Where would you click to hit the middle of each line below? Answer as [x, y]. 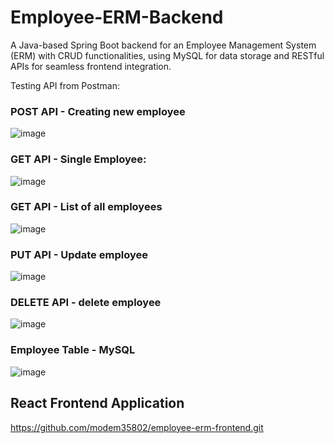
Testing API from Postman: [65, 85]
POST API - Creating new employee [98, 111]
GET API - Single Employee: [78, 159]
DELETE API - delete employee [86, 303]
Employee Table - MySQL [73, 350]
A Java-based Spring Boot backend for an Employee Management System [163, 45]
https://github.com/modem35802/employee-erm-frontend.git [137, 427]
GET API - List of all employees [86, 207]
